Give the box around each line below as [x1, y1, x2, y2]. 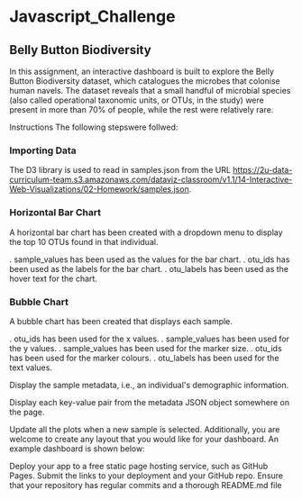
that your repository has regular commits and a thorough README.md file [9, 479, 282, 490]
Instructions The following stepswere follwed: [9, 122, 178, 132]
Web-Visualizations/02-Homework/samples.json [9, 184, 189, 195]
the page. [9, 406, 45, 417]
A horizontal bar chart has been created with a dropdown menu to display [9, 227, 283, 238]
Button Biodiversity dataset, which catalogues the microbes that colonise [9, 76, 281, 86]
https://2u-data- [233, 165, 293, 176]
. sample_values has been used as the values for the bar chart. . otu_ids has [9, 254, 290, 265]
